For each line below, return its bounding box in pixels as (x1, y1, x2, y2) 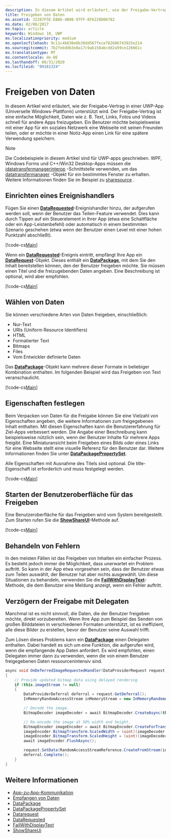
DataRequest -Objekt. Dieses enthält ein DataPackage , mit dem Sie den (5, 257, 156, 263)
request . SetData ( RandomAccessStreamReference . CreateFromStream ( (23, 747, 163, 753)
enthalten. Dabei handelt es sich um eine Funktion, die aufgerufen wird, (5, 642, 155, 648)
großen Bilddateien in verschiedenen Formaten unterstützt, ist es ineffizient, (5, 621, 164, 627)
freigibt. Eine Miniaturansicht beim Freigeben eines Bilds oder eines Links (5, 440, 159, 446)
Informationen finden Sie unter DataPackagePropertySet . (5, 450, 127, 456)
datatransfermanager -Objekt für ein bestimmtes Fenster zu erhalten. (5, 171, 150, 178)
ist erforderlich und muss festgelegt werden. (31, 466, 125, 472)
